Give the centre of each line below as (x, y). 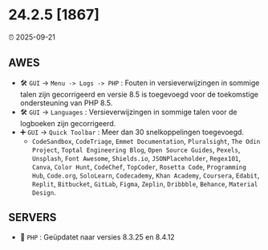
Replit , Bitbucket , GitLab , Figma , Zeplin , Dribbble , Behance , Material (145, 183)
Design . (44, 192)
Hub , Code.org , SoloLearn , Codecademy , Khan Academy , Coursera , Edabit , (146, 175)
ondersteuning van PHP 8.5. (66, 103)
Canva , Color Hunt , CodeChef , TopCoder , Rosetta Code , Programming (139, 166)
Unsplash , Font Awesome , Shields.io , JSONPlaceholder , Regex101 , (136, 158)
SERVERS (32, 217)
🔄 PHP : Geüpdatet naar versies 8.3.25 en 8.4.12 (97, 237)
